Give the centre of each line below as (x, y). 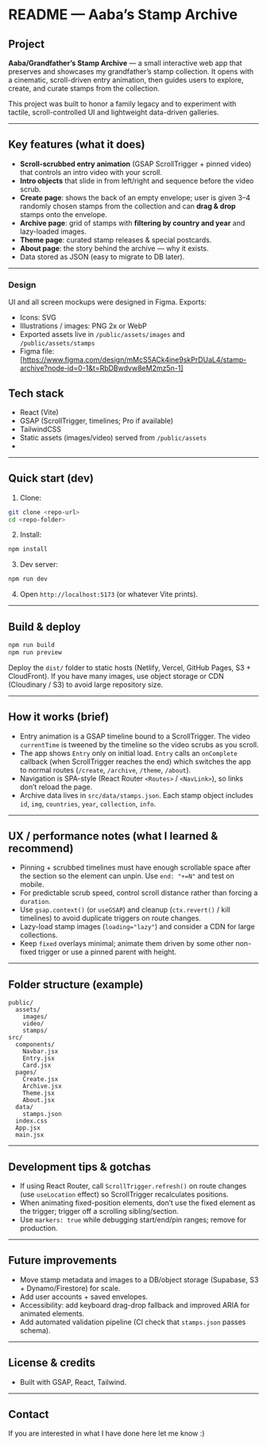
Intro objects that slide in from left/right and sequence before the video (137, 180)
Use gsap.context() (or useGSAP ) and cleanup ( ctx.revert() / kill (125, 910)
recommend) (41, 849)
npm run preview (35, 652)
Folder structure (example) (76, 985)
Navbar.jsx (41, 1052)
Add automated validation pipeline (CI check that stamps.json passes (133, 1322)
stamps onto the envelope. (63, 214)
